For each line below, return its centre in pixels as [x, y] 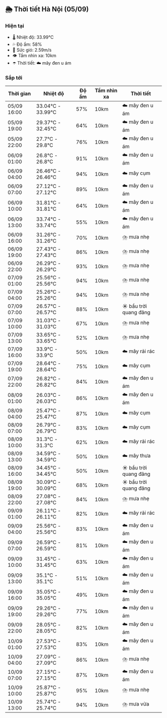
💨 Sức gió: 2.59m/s [32, 50]
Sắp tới [14, 78]
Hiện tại [15, 26]
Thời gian [20, 93]
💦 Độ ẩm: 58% [27, 44]
